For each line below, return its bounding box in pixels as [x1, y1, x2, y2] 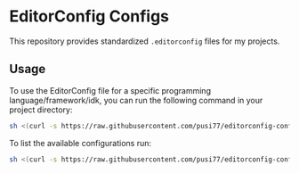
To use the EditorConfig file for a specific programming [9, 85, 212, 95]
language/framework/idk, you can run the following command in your [9, 95, 263, 105]
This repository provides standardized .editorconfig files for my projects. [9, 36, 280, 46]
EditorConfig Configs [9, 6, 170, 27]
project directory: [9, 104, 73, 115]
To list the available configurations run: [9, 137, 151, 148]
